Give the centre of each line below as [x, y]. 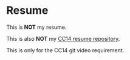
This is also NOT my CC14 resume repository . [63, 38]
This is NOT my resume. [36, 27]
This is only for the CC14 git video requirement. [65, 50]
